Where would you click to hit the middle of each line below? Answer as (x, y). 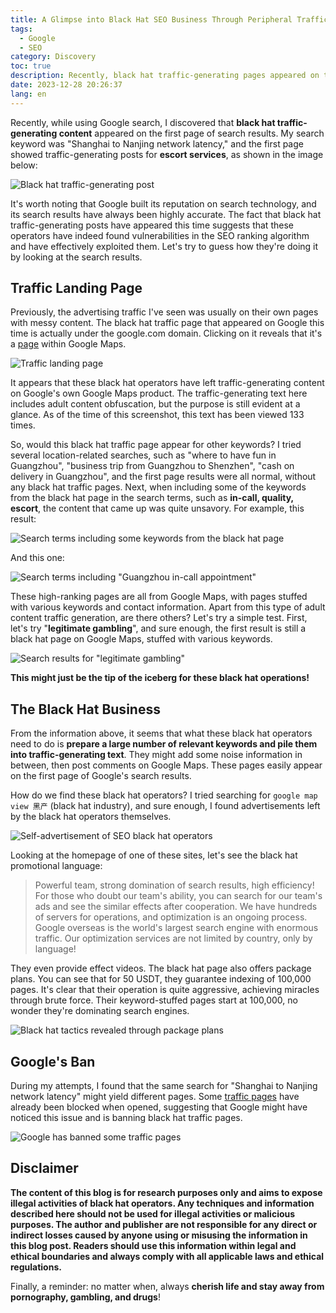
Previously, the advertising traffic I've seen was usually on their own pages (164, 312)
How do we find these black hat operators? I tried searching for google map (164, 795)
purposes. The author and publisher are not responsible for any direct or (164, 1224)
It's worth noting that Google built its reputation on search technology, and (163, 203)
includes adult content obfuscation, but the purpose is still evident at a (155, 404)
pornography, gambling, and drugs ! (85, 1297)
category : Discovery (53, 57)
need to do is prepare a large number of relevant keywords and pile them (164, 744)
